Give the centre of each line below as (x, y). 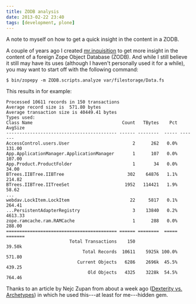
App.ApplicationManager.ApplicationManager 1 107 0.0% (92, 154)
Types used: (21, 118)
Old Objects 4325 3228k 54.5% (132, 273)
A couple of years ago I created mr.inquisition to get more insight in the (92, 51)
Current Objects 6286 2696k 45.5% (127, 262)
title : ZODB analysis (33, 12)
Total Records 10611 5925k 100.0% (130, 252)
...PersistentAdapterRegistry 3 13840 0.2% (92, 211)
